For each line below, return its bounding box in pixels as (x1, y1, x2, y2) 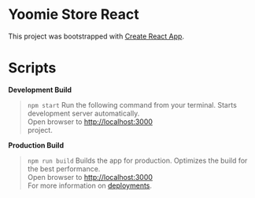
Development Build (8, 85, 72, 94)
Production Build (8, 140, 65, 150)
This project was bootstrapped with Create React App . (8, 31, 185, 41)
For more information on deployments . (27, 181, 152, 190)
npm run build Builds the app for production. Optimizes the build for (27, 156, 248, 165)
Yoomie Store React (8, 5, 139, 24)
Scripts (8, 59, 57, 77)
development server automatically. (27, 108, 140, 118)
